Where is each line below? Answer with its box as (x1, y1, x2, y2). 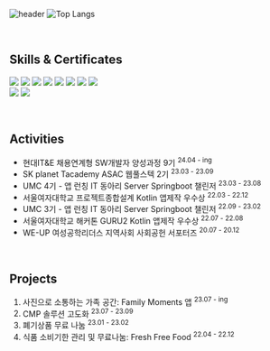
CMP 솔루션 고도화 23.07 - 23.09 (22, 307, 134, 319)
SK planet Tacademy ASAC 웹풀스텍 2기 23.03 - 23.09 (22, 167, 214, 180)
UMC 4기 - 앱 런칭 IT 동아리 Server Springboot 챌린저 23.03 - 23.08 (22, 179, 262, 191)
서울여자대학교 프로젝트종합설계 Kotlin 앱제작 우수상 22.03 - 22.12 (22, 190, 249, 203)
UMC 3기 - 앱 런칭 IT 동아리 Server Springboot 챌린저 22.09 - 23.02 (22, 202, 262, 214)
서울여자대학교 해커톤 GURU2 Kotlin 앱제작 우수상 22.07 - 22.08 (22, 213, 244, 226)
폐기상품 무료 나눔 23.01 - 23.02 (22, 319, 129, 330)
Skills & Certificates (9, 52, 123, 68)
